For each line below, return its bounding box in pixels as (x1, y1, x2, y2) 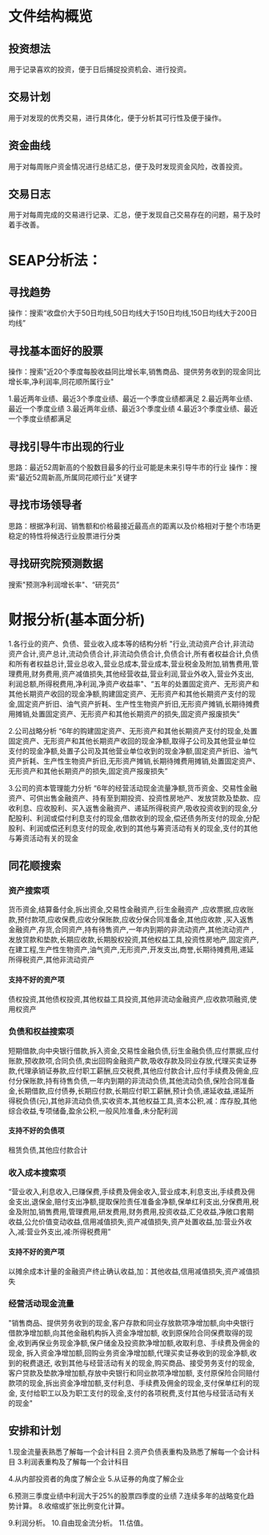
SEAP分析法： (8, 251, 102, 269)
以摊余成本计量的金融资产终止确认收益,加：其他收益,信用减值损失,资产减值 (8, 1266, 254, 1276)
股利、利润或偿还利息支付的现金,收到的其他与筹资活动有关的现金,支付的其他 (8, 823, 259, 832)
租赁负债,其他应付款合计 (8, 1145, 88, 1155)
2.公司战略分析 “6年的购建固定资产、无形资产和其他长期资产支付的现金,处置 (8, 726, 258, 735)
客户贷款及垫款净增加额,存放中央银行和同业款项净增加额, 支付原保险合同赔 (8, 1368, 254, 1378)
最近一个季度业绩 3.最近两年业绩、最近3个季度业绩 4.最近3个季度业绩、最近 (8, 404, 259, 414)
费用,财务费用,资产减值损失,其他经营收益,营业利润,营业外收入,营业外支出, (14, 669, 255, 678)
